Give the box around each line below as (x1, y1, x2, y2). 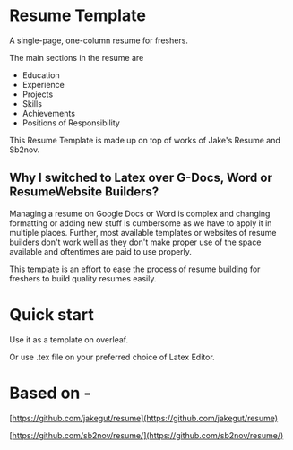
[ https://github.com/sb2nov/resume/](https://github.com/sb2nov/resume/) (9, 429, 284, 440)
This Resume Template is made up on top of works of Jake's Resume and (9, 134, 280, 145)
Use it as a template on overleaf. (9, 333, 128, 345)
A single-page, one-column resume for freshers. (9, 35, 188, 46)
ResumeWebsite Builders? (9, 185, 159, 200)
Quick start (9, 304, 94, 325)
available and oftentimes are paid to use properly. (9, 246, 193, 256)
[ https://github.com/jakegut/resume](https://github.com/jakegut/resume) (9, 412, 279, 423)
